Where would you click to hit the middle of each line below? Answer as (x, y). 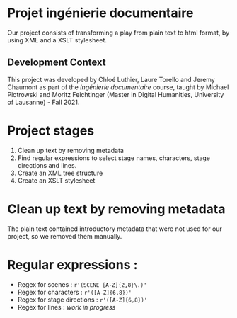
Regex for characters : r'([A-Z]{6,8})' (75, 292)
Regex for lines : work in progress (67, 307)
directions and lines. (47, 165)
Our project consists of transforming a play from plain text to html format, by (118, 33)
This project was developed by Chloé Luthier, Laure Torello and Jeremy (111, 79)
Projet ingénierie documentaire (100, 13)
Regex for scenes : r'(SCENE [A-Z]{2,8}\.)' (82, 284)
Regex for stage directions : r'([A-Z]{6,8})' (82, 300)
